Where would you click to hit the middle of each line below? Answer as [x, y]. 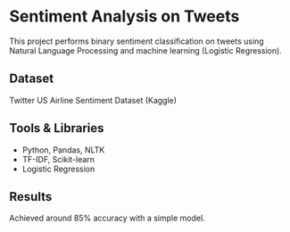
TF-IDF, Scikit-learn [58, 159]
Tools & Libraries [57, 128]
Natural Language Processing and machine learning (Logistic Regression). [146, 50]
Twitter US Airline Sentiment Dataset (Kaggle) [93, 100]
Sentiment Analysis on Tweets [124, 17]
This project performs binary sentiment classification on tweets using [137, 41]
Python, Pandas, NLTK [63, 150]
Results [31, 197]
